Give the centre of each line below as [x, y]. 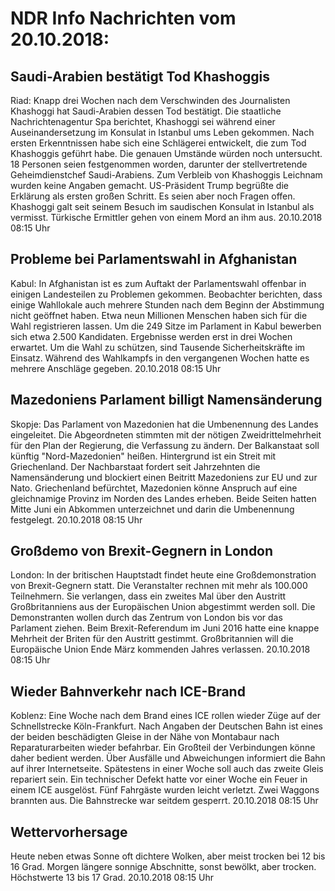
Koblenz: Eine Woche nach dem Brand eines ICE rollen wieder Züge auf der [165, 716]
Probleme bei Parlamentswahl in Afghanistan [154, 259]
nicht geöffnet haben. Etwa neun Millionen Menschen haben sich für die [159, 315]
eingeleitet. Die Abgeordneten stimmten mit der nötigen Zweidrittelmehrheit [166, 434]
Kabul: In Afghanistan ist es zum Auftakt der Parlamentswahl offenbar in [158, 283]
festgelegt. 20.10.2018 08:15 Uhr [76, 519]
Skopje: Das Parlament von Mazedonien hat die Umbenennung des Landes [164, 424]
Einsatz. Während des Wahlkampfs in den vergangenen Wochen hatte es [160, 358]
